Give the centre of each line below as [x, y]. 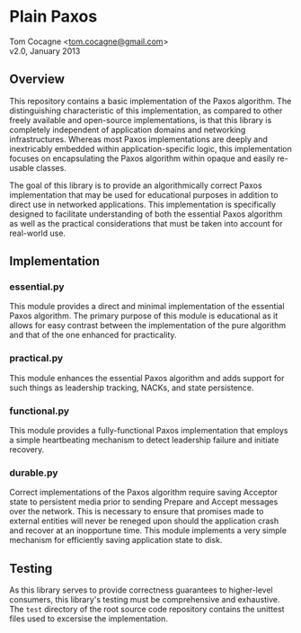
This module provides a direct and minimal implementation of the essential [147, 307]
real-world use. [37, 233]
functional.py [40, 411]
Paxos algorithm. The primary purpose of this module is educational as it [144, 316]
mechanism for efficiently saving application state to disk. [116, 540]
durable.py [34, 472]
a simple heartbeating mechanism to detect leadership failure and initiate [144, 440]
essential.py [37, 287]
